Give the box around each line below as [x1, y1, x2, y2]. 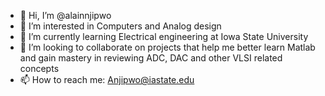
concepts [19, 63, 60, 74]
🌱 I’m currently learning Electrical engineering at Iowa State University [19, 31, 309, 42]
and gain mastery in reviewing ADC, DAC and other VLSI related [19, 52, 283, 64]
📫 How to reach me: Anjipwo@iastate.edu [19, 74, 195, 85]
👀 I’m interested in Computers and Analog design [19, 20, 222, 32]
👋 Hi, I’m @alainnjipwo [19, 10, 112, 21]
